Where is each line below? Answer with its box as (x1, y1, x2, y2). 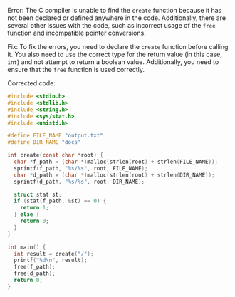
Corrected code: (7, 79, 56, 88)
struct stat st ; (14, 191, 62, 198)
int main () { (7, 244, 46, 251)
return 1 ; (20, 204, 50, 212)
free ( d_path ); (14, 270, 56, 277)
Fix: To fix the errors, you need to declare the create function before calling (7, 43, 229, 51)
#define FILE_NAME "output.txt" (7, 132, 103, 140)
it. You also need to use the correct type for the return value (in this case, (7, 50, 222, 58)
